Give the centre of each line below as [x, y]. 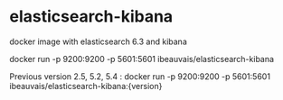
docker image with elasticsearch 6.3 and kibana [98, 41]
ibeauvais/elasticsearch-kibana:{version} [86, 86]
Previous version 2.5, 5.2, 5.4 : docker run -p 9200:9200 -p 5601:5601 [140, 76]
